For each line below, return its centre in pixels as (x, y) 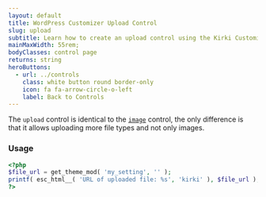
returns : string (35, 60)
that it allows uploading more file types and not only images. (106, 128)
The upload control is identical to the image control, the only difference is (126, 119)
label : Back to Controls (63, 97)
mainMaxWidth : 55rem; (44, 45)
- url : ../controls (47, 75)
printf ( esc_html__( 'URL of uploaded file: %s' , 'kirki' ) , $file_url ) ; (134, 180)
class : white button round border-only (88, 82)
